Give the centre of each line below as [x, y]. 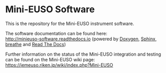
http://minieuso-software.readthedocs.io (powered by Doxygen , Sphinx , [81, 39]
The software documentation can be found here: [56, 33]
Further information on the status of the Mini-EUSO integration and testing [83, 54]
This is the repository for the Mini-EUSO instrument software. [70, 23]
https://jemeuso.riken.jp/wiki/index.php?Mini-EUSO [59, 65]
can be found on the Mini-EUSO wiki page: [50, 59]
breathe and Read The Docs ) [36, 44]
